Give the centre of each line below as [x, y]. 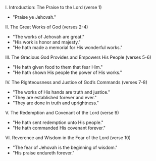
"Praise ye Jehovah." [34, 17]
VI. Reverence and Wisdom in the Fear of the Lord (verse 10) [68, 138]
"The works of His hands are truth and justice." [61, 92]
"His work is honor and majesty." [46, 42]
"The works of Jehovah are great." [48, 37]
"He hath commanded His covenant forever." [59, 128]
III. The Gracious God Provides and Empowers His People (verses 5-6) [78, 57]
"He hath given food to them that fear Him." [58, 67]
